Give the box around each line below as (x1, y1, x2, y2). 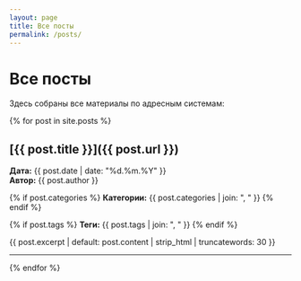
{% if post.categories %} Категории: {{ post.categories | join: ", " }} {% (9, 192, 274, 203)
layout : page (9, 13, 58, 22)
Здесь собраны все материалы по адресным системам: (9, 98, 226, 109)
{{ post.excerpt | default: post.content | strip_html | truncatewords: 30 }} (9, 237, 276, 248)
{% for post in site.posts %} (9, 116, 112, 127)
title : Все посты (9, 22, 74, 31)
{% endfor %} (9, 262, 61, 274)
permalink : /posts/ (9, 30, 82, 39)
